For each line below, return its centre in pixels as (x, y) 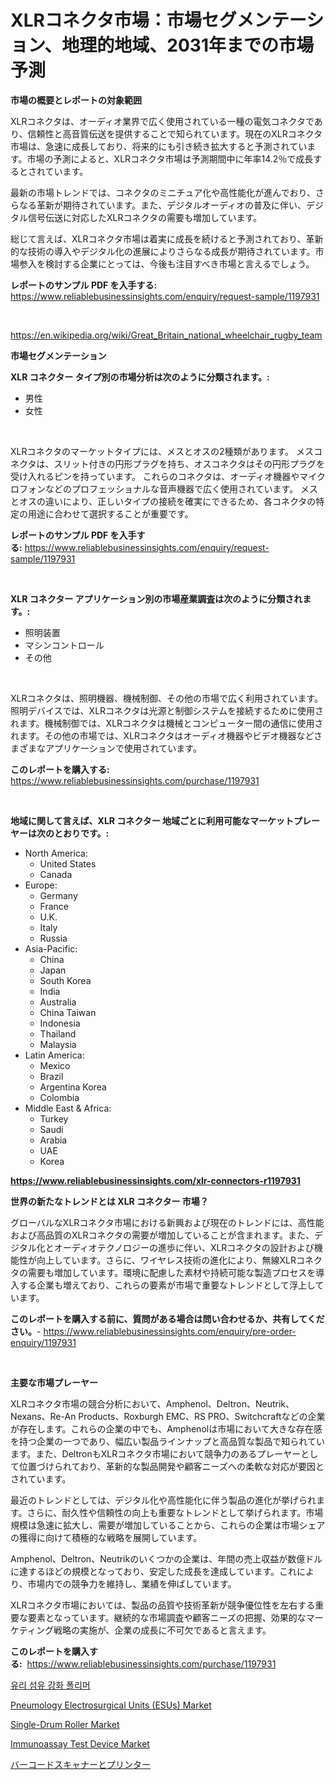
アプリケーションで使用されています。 (123, 748)
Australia (58, 1002)
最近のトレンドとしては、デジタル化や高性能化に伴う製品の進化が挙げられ (163, 1500)
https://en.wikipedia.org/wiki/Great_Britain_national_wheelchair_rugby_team (166, 335)
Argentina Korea (73, 1087)
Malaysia (58, 1044)
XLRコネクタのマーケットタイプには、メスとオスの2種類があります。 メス (162, 451)
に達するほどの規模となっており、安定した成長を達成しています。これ (154, 1571)
